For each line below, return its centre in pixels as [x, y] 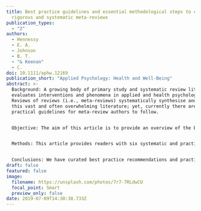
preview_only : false [37, 193]
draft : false [22, 166]
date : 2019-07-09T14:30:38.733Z [46, 199]
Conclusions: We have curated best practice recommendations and [95, 160]
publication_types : [31, 23]
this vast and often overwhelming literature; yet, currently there [99, 106]
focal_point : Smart [36, 188]
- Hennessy [25, 39]
